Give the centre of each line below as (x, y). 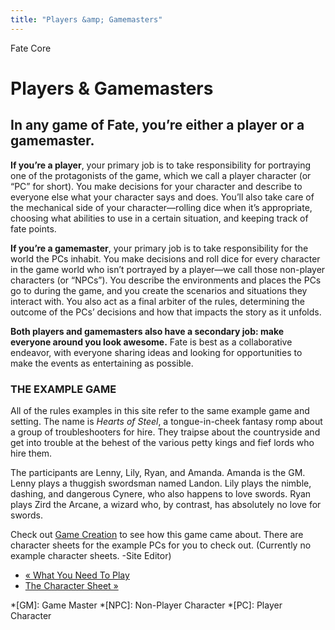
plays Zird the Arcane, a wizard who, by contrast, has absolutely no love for (166, 504)
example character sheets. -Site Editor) (91, 555)
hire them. (31, 453)
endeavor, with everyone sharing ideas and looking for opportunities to (156, 352)
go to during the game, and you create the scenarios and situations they (159, 290)
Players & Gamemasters (112, 88)
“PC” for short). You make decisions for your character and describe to (156, 186)
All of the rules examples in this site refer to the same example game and (160, 410)
